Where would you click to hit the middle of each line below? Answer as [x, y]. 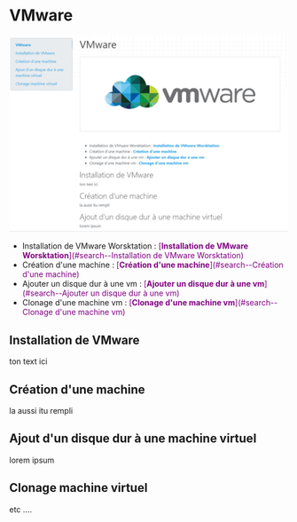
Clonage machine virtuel [78, 488]
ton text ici [28, 361]
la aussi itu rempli [41, 410]
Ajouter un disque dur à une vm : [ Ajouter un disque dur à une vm [143, 284]
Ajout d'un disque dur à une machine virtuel [133, 439]
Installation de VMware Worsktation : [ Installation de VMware [135, 246]
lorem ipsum [32, 460]
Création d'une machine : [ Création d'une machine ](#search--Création [152, 265]
